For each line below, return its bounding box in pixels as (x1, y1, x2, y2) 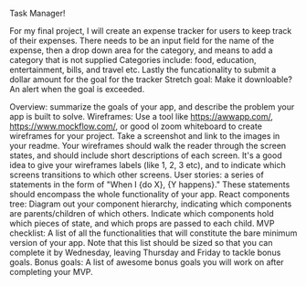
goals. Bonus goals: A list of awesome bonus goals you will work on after (9, 257, 285, 268)
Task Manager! (9, 8, 66, 18)
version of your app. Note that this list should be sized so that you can (9, 238, 273, 248)
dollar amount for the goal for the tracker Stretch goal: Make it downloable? (9, 74, 292, 85)
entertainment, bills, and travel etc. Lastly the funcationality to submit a (9, 64, 277, 75)
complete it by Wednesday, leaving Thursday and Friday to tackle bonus (9, 247, 281, 258)
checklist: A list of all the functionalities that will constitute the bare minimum (9, 228, 298, 238)
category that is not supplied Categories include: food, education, (9, 55, 258, 65)
